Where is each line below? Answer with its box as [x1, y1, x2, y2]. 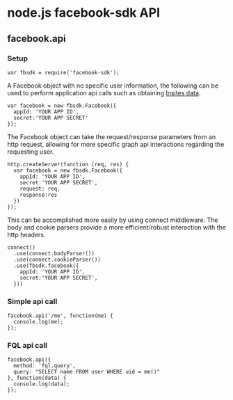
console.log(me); [13, 319, 64, 326]
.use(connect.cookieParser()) [13, 256, 101, 263]
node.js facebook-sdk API [7, 5, 161, 21]
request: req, [19, 185, 61, 192]
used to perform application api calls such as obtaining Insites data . [7, 88, 201, 97]
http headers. [7, 230, 46, 239]
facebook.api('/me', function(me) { [7, 312, 113, 319]
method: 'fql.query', [13, 362, 77, 369]
